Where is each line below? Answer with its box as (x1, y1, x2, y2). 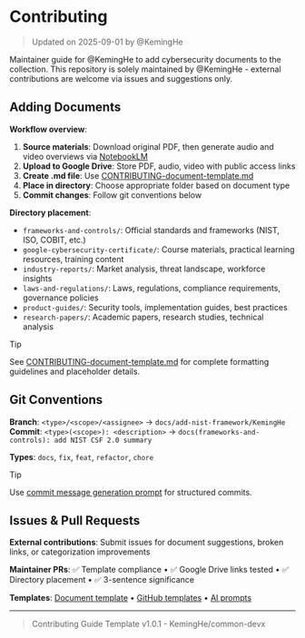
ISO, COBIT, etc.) (22, 234, 86, 245)
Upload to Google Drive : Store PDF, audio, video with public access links (22, 161, 296, 172)
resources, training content (22, 253, 124, 264)
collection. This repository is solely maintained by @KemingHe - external (9, 64, 281, 74)
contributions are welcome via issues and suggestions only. (9, 73, 233, 83)
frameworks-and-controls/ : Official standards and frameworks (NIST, (22, 224, 280, 235)
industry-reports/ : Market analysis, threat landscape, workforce (22, 263, 266, 274)
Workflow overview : (9, 123, 88, 134)
